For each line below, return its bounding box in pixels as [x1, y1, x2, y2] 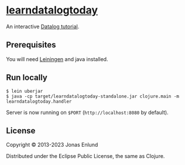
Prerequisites [6, 40, 56, 50]
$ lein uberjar [6, 88, 43, 94]
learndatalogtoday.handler [6, 98, 72, 105]
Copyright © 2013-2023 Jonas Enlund [6, 142, 98, 149]
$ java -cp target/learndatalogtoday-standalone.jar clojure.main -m [6, 93, 180, 99]
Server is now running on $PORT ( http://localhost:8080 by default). [6, 109, 169, 116]
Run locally [6, 73, 48, 83]
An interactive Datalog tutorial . [6, 23, 80, 30]
